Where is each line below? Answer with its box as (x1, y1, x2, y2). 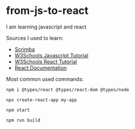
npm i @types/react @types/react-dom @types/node (6, 87, 130, 92)
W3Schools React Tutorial (14, 58, 77, 65)
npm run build (6, 117, 41, 123)
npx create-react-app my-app (6, 97, 77, 103)
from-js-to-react (6, 4, 89, 17)
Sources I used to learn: (6, 34, 64, 41)
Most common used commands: (6, 76, 84, 83)
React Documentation (14, 64, 67, 71)
